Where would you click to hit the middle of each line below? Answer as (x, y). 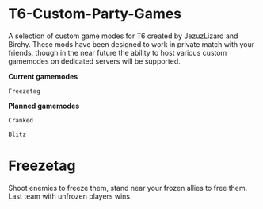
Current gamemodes (43, 76)
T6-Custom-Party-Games (95, 14)
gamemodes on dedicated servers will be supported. (94, 61)
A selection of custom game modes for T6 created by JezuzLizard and (123, 36)
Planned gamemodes (44, 106)
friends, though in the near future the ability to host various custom (118, 52)
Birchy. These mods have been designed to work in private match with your (131, 44)
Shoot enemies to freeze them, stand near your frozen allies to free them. (128, 188)
